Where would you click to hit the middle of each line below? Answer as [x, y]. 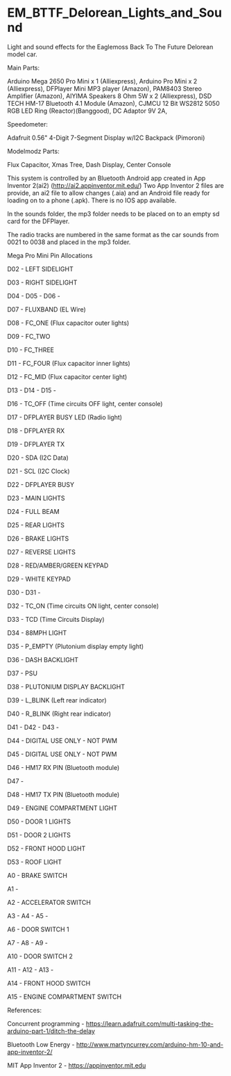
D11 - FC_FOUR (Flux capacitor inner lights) [69, 363]
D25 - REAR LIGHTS [36, 525]
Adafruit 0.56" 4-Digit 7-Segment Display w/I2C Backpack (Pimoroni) [106, 138]
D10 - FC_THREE [31, 350]
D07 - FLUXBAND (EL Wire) [47, 309]
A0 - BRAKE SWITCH [37, 875]
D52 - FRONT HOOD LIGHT [46, 848]
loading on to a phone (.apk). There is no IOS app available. [92, 200]
